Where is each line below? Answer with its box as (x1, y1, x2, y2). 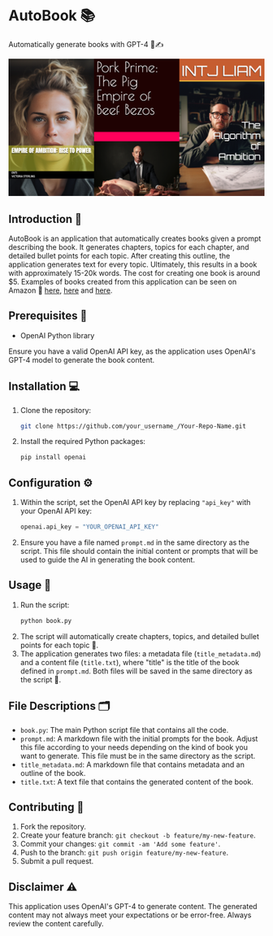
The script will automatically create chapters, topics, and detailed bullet (19, 631, 260, 641)
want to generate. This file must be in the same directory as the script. (19, 751, 256, 760)
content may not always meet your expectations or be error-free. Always (8, 910, 252, 920)
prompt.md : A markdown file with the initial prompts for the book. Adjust (19, 734, 258, 743)
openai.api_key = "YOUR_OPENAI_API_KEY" (19, 523, 159, 531)
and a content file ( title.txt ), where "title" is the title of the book (19, 657, 240, 667)
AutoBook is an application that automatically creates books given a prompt (8, 233, 262, 243)
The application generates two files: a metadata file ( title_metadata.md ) (19, 648, 262, 659)
